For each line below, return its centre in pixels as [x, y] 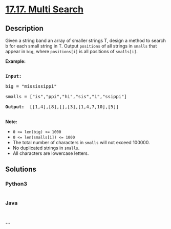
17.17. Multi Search [44, 9]
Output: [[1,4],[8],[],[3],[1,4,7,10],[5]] [62, 107]
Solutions [21, 169]
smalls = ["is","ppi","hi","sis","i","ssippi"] [66, 96]
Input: [14, 76]
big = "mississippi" [31, 86]
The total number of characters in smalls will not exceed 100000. [81, 142]
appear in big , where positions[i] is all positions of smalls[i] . [72, 51]
